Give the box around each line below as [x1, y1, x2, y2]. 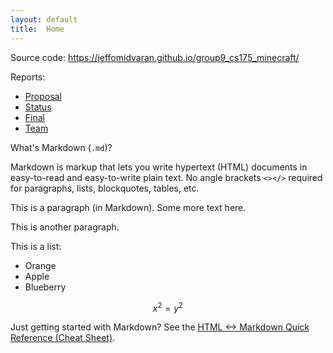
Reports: [10, 71, 46, 83]
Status [24, 101, 52, 113]
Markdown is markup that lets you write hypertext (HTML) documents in [10, 161, 308, 173]
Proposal [24, 90, 62, 102]
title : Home [10, 24, 65, 34]
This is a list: [10, 240, 62, 252]
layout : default [10, 14, 78, 25]
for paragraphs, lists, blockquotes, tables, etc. [10, 182, 200, 194]
